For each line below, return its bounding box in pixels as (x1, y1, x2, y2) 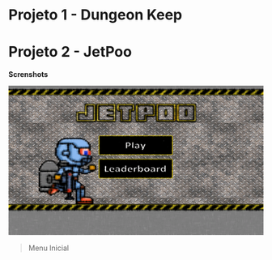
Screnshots (8, 70, 49, 79)
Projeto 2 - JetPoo (8, 43, 132, 62)
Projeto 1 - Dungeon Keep (8, 6, 183, 24)
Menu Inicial (28, 243, 70, 253)
